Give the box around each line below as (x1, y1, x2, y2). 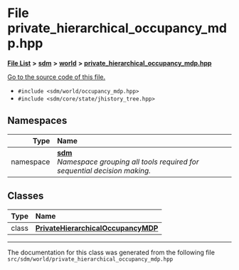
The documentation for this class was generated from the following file (7, 248, 216, 256)
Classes (7, 190, 44, 202)
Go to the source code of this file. (7, 73, 106, 81)
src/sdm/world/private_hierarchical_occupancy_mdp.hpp (7, 255, 174, 263)
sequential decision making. (56, 165, 152, 175)
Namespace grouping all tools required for (56, 157, 199, 167)
